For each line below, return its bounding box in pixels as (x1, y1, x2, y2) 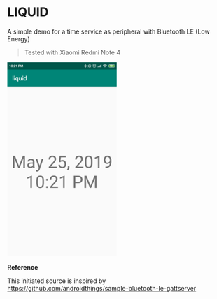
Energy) (7, 34, 30, 43)
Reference (7, 263, 38, 272)
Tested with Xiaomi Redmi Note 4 (24, 48, 121, 57)
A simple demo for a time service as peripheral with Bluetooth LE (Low (7, 27, 210, 36)
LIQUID (7, 4, 49, 20)
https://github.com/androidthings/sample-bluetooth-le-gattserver (7, 284, 197, 293)
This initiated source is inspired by (7, 277, 106, 285)
